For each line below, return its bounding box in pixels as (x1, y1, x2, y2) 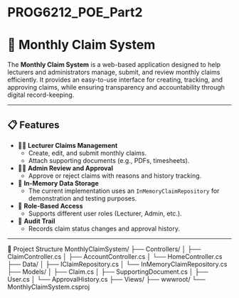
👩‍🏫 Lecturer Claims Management (17, 141, 118, 149)
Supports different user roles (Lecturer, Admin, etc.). (28, 209, 183, 218)
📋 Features (7, 119, 60, 131)
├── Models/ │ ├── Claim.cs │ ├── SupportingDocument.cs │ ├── (7, 267, 208, 276)
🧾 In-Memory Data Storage (17, 179, 99, 187)
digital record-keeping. (7, 90, 75, 100)
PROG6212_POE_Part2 (7, 4, 143, 21)
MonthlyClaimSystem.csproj (7, 282, 90, 291)
